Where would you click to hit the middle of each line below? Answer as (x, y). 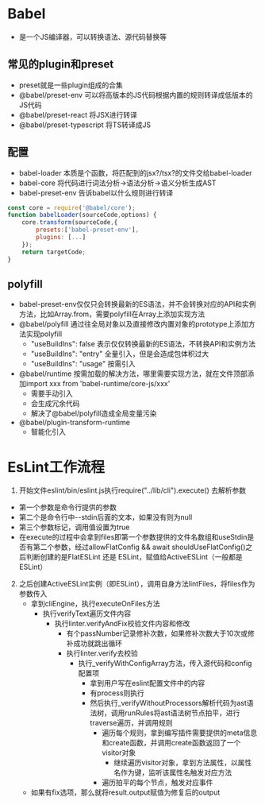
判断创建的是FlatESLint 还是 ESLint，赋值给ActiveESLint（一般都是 (134, 557)
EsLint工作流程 (56, 467)
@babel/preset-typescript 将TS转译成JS (85, 125)
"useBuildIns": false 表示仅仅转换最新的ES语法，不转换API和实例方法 (143, 344)
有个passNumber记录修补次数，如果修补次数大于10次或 (157, 633)
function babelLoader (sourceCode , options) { (82, 215)
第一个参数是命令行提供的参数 (67, 507)
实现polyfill (44, 334)
